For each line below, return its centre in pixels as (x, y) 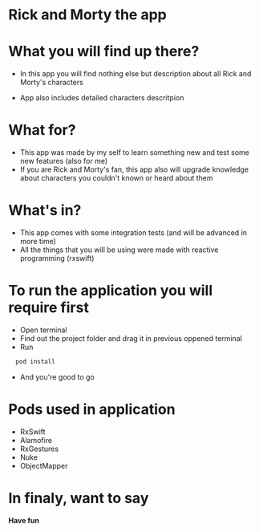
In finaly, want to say (79, 498)
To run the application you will (111, 291)
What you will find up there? (104, 52)
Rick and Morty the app (87, 15)
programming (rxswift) (57, 258)
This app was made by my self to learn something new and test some (135, 152)
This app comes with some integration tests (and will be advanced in (133, 233)
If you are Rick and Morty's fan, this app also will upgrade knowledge (134, 169)
